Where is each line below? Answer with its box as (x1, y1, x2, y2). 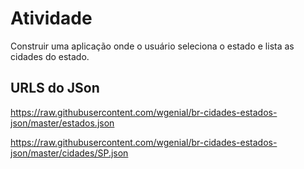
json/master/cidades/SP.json (10, 147, 129, 159)
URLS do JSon (10, 80, 100, 97)
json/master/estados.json (10, 117, 115, 129)
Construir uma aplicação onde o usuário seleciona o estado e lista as (10, 40, 295, 52)
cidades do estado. (10, 50, 90, 62)
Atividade (10, 7, 93, 30)
